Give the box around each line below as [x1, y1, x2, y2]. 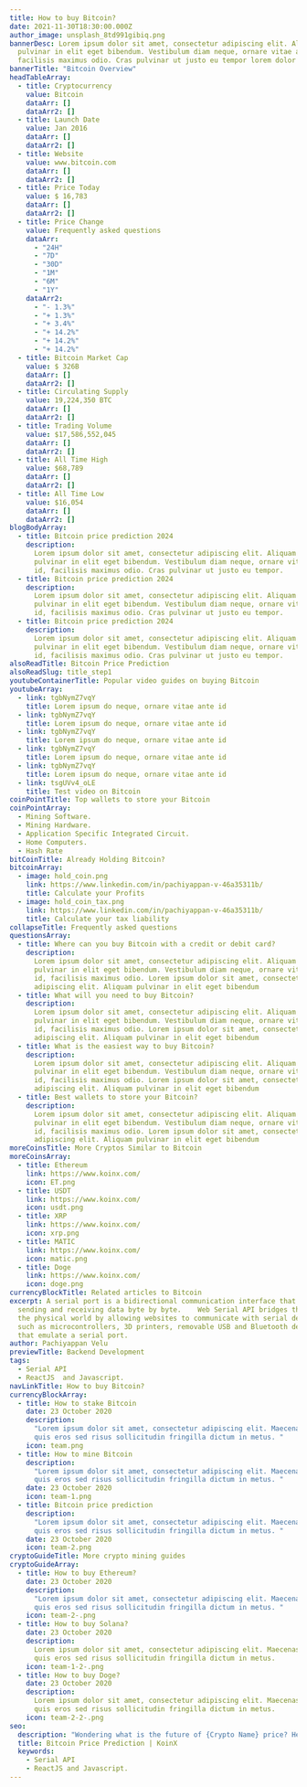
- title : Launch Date [17, 115, 101, 124]
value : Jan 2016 [26, 124, 89, 133]
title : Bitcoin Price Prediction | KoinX [17, 1739, 178, 1748]
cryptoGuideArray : [9, 1560, 79, 1569]
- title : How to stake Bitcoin [17, 1399, 137, 1408]
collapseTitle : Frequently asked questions [9, 922, 178, 932]
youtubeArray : [9, 685, 64, 694]
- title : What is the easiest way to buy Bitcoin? [17, 1041, 215, 1051]
